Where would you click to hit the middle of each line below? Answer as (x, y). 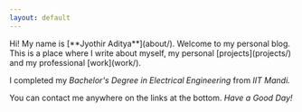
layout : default (40, 18)
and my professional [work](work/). (75, 62)
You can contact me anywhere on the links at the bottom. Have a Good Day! (151, 98)
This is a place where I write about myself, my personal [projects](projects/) (151, 53)
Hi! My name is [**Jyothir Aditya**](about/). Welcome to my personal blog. (150, 43)
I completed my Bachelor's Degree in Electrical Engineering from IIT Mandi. (150, 80)
